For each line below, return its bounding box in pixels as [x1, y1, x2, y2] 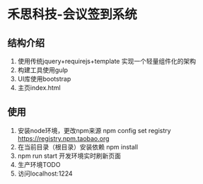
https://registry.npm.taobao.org [17, 134, 110, 142]
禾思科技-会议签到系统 [7, 6, 138, 23]
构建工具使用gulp [17, 66, 69, 74]
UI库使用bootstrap [17, 75, 71, 83]
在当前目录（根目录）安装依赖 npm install [17, 142, 139, 151]
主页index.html [17, 84, 62, 92]
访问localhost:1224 [17, 169, 73, 178]
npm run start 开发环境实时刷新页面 [17, 151, 122, 160]
